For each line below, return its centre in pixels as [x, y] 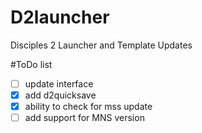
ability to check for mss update [88, 107]
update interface [59, 83]
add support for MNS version [84, 118]
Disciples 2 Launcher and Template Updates [101, 45]
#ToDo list [31, 64]
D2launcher [60, 17]
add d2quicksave [60, 95]
